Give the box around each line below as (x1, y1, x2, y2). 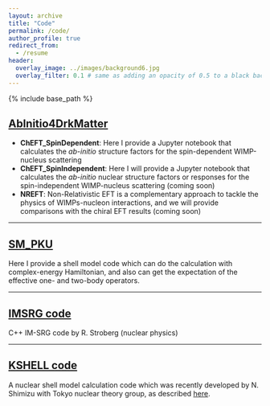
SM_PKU (8, 237, 54, 251)
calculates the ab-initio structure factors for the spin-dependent (19, 146, 233, 157)
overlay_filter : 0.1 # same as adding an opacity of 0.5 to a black (15, 72, 250, 80)
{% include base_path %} (8, 93, 93, 103)
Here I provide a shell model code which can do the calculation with (8, 259, 233, 269)
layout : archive (8, 11, 63, 20)
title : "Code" (8, 19, 56, 27)
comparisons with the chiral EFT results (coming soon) (19, 207, 202, 216)
